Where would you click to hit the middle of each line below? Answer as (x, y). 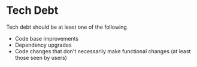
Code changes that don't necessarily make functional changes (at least (103, 51)
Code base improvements (47, 38)
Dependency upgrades (43, 45)
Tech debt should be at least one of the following (66, 27)
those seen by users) (41, 57)
